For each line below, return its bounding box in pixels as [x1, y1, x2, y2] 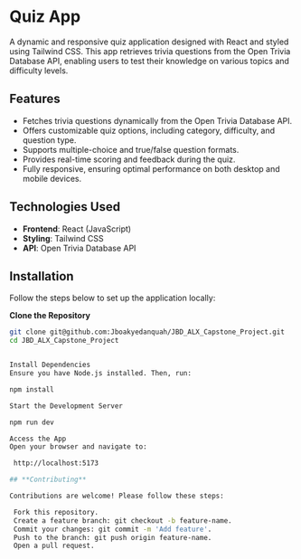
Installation [9, 269, 74, 284]
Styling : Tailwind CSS [22, 232, 104, 243]
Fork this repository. [13, 507, 99, 516]
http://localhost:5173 [13, 459, 99, 468]
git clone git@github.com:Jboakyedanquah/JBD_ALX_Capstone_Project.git [9, 327, 285, 336]
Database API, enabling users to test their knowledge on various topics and [9, 55, 289, 66]
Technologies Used [9, 199, 120, 214]
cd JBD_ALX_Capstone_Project [9, 336, 119, 346]
